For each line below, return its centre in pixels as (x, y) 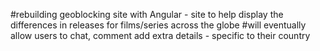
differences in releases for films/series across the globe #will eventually (158, 25)
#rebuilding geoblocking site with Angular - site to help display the (147, 14)
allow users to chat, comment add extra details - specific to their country (160, 35)
